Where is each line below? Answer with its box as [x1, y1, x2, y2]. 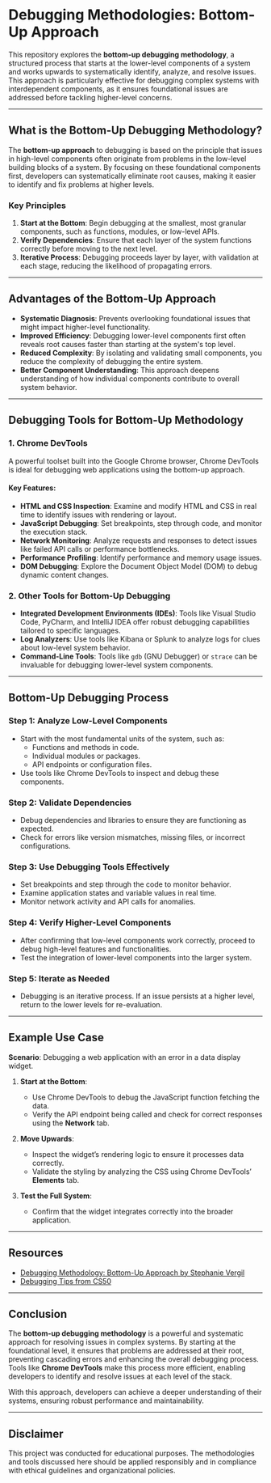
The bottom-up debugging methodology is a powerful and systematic [8, 1328, 244, 1338]
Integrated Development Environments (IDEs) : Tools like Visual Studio [19, 608, 256, 618]
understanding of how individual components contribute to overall [19, 374, 240, 383]
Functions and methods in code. [31, 742, 140, 752]
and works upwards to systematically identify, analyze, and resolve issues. [8, 66, 256, 76]
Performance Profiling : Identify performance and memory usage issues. [19, 553, 262, 562]
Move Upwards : [19, 1133, 74, 1143]
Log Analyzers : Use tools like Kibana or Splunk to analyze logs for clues [19, 634, 261, 644]
